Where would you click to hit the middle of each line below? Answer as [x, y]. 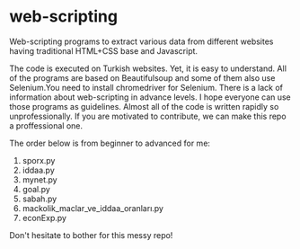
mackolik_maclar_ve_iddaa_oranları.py [93, 208]
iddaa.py [39, 170]
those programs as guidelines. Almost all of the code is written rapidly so [144, 106]
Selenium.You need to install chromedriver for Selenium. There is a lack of [146, 87]
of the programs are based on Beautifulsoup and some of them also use [142, 77]
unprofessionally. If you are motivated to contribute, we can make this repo [148, 116]
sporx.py [39, 160]
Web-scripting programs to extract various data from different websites [141, 41]
